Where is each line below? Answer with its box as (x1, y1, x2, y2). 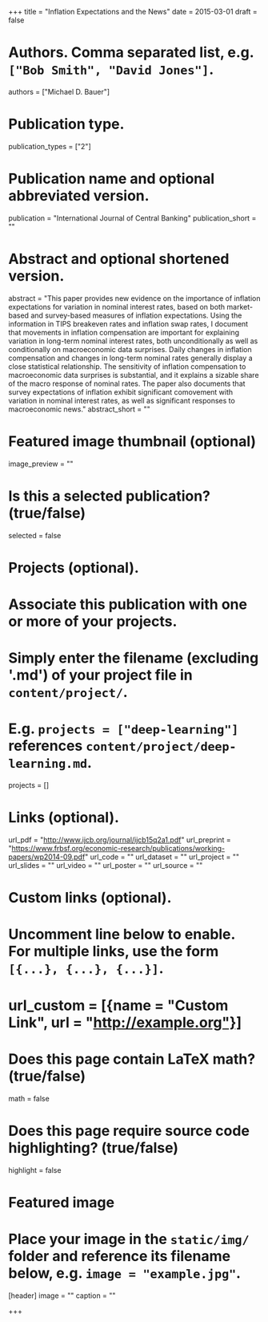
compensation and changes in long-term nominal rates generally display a (8, 353, 254, 363)
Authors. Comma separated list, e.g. (8, 43, 254, 62)
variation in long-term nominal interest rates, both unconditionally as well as (8, 336, 258, 346)
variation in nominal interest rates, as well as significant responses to (8, 395, 236, 405)
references (8, 737, 83, 755)
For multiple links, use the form (8, 943, 219, 961)
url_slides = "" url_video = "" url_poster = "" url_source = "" (8, 861, 203, 870)
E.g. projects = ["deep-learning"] (8, 720, 239, 738)
